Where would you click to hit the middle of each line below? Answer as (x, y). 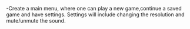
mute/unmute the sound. (36, 21)
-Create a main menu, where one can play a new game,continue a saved (94, 8)
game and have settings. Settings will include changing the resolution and (95, 14)
